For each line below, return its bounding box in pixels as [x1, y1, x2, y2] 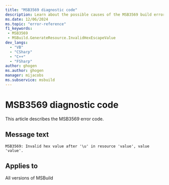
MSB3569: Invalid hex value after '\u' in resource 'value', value [5, 144, 150, 149]
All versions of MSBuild [5, 175, 54, 181]
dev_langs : [5, 40, 28, 45]
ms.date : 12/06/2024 [5, 17, 49, 22]
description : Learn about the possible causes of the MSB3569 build [5, 12, 152, 17]
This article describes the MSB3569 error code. [5, 116, 104, 122]
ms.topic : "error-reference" [5, 21, 66, 27]
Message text [5, 130, 49, 139]
